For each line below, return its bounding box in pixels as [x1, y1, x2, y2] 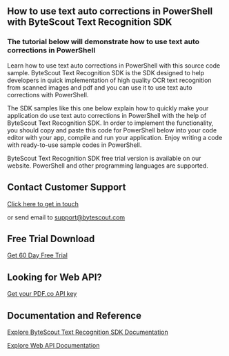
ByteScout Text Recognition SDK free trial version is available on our [7, 154, 201, 162]
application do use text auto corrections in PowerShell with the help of [7, 111, 207, 119]
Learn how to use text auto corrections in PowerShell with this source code [7, 61, 221, 70]
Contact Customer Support [7, 181, 126, 193]
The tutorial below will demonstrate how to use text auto [7, 37, 200, 47]
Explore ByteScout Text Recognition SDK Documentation [7, 328, 169, 336]
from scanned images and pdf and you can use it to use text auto [7, 83, 192, 92]
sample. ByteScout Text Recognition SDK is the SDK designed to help [7, 68, 205, 77]
